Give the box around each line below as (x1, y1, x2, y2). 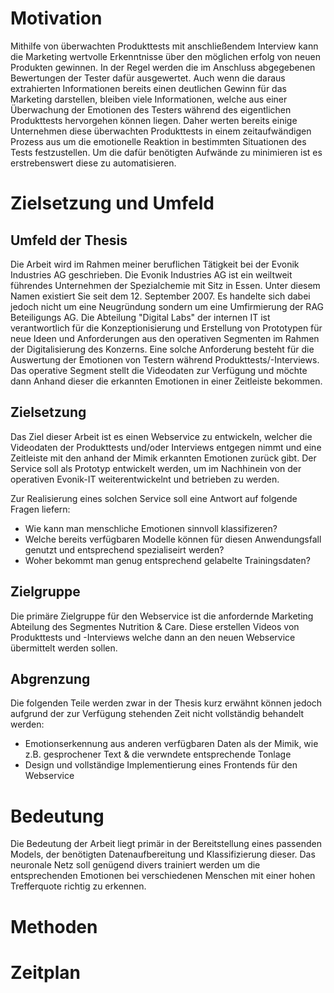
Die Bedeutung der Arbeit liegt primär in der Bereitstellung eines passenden (10, 838, 322, 850)
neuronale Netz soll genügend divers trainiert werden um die (10, 859, 261, 871)
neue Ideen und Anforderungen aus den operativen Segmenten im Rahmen (10, 332, 320, 344)
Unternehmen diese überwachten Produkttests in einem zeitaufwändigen (10, 125, 312, 137)
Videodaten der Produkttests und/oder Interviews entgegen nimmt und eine (10, 441, 322, 453)
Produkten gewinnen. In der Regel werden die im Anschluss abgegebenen (10, 61, 316, 73)
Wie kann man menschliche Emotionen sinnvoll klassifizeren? (24, 522, 278, 534)
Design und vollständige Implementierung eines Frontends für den (24, 759, 298, 771)
